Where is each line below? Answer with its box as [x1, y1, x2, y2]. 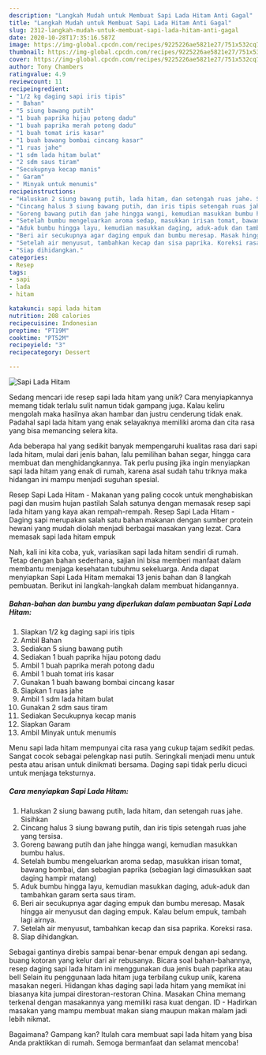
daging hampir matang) [20, 873, 97, 882]
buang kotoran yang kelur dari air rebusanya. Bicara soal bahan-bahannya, [9, 956, 252, 965]
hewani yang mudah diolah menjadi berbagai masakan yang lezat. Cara [9, 524, 242, 533]
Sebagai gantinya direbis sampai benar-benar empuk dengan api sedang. [9, 947, 248, 956]
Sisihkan [20, 814, 49, 824]
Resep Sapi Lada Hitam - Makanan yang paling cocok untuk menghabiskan [9, 490, 253, 499]
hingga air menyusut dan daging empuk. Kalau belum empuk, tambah [20, 907, 247, 916]
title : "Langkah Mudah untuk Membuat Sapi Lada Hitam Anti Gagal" [9, 19, 232, 27]
